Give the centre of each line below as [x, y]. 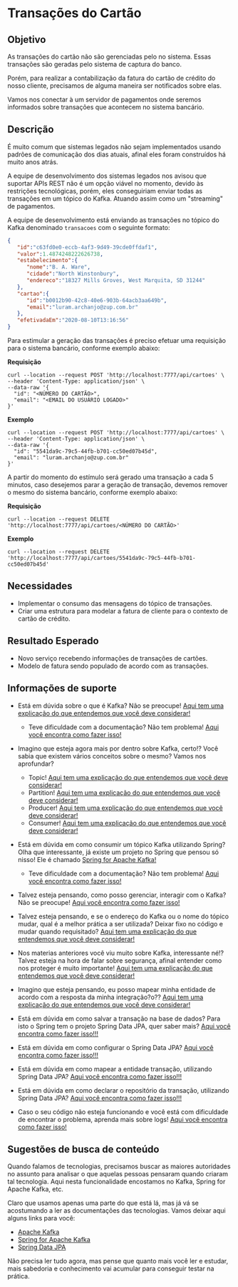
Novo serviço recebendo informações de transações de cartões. [113, 658]
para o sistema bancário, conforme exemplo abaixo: [84, 349]
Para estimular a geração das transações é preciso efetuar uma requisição [117, 341]
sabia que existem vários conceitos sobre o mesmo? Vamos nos [112, 756]
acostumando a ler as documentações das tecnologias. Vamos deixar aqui [117, 1211]
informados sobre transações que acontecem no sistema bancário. [106, 107]
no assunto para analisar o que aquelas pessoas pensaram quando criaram [118, 1174]
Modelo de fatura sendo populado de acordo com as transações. [113, 666]
